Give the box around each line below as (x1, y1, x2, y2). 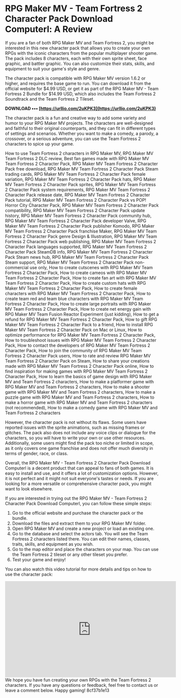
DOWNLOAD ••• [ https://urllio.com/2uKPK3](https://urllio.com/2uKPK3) (5, 106, 156, 111)
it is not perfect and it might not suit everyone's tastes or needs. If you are (5, 475, 154, 481)
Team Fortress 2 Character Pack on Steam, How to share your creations (5, 358, 150, 364)
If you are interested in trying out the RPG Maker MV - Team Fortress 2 (5, 495, 147, 501)
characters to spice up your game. (5, 141, 74, 147)
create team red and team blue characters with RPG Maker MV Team (5, 296, 143, 301)
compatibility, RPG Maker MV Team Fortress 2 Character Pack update (5, 207, 145, 213)
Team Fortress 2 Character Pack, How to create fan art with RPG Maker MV (5, 275, 157, 281)
